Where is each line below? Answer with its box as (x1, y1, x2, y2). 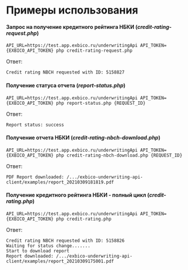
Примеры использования (6, 4, 139, 17)
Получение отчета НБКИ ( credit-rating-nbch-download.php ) (6, 134, 160, 141)
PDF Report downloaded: (6, 174, 65, 180)
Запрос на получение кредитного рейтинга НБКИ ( (6, 23, 138, 30)
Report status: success (6, 122, 65, 128)
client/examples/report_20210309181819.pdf (6, 179, 115, 185)
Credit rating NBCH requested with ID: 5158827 (6, 69, 125, 75)
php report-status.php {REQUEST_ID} (56, 100, 146, 106)
